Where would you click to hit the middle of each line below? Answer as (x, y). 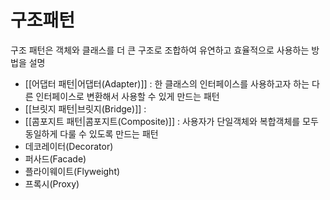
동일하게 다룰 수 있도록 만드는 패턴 (91, 133)
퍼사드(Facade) (55, 158)
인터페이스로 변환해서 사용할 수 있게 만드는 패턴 (127, 96)
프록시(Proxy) (52, 183)
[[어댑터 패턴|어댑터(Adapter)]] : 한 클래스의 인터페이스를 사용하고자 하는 (167, 83)
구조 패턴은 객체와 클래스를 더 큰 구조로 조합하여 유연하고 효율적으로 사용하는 (160, 50)
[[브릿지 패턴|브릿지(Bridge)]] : (85, 108)
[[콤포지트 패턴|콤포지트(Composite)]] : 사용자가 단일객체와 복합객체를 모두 (171, 121)
